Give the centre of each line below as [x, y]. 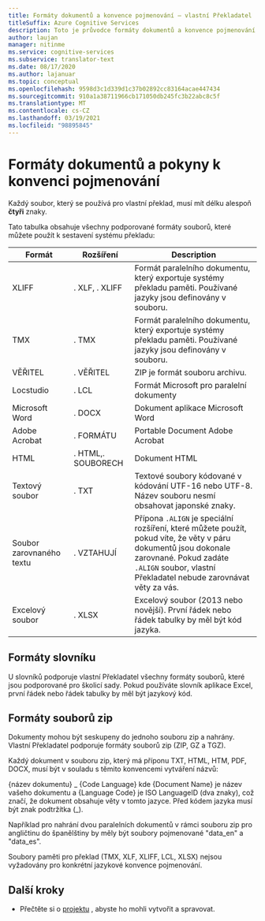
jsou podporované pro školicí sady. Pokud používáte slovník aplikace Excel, [131, 685]
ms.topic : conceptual [44, 81]
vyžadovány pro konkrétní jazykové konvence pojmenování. [105, 865]
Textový [27, 486]
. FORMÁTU [95, 435]
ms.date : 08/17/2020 [42, 67]
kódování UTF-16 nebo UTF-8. [194, 486]
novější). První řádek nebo [183, 610]
